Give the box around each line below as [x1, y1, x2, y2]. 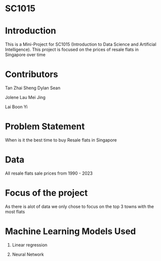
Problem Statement [5, 121, 85, 132]
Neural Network [12, 251, 44, 257]
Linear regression [12, 242, 48, 248]
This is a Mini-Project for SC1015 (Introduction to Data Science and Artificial [5, 41, 157, 47]
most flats [5, 208, 25, 215]
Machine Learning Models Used [5, 226, 136, 237]
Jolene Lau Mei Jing [5, 95, 46, 100]
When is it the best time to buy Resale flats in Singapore [5, 137, 117, 143]
